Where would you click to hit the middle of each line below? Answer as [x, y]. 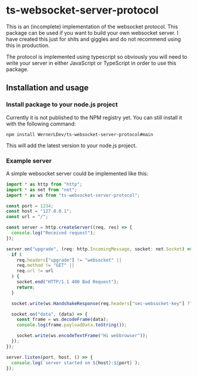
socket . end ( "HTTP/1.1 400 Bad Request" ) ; [68, 282]
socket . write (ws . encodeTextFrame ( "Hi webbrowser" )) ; [82, 336]
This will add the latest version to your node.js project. [72, 145]
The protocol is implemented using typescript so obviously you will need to [97, 57]
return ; [26, 287]
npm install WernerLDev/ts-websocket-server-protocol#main [80, 134]
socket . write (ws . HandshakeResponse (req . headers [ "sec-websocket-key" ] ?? [102, 303]
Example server [29, 161]
